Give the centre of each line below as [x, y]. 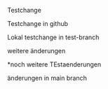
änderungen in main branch [47, 78]
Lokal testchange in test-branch [53, 37]
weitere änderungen [36, 51]
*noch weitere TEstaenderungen [54, 64]
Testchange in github [38, 23]
